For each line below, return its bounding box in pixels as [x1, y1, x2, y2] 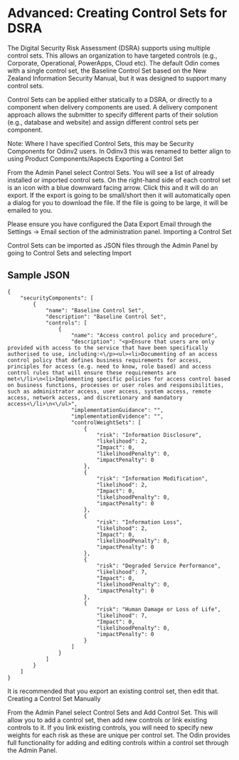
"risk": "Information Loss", [96, 518, 183, 526]
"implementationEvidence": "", [70, 413, 164, 420]
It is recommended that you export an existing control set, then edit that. [7, 687, 219, 695]
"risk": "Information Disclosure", [96, 431, 202, 438]
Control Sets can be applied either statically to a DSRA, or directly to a [7, 95, 213, 104]
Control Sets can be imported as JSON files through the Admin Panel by [7, 241, 218, 250]
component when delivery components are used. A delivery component [7, 102, 218, 111]
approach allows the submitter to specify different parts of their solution [7, 110, 218, 119]
